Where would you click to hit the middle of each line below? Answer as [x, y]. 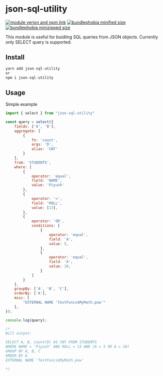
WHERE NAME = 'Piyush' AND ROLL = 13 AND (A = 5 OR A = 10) [68, 347]
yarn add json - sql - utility [33, 68]
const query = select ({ [30, 122]
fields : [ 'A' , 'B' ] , [35, 126]
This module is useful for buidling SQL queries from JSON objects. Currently [82, 37]
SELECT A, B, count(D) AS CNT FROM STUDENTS [51, 342]
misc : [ [22, 298]
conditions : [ [46, 226]
